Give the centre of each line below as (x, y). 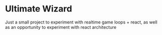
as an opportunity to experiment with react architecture (61, 27)
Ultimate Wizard (39, 9)
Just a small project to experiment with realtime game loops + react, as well (81, 22)
